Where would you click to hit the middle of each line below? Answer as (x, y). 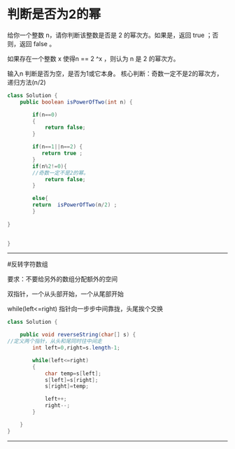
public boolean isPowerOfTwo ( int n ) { (76, 102)
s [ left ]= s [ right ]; (71, 380)
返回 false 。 (37, 43)
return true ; (62, 154)
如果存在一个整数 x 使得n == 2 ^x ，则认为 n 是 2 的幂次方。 (93, 58)
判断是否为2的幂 (54, 14)
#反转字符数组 (28, 264)
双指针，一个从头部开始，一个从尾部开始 (65, 294)
